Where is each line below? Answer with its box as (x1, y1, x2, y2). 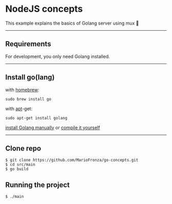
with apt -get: (5, 106, 33, 112)
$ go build (5, 167, 29, 172)
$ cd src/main (5, 162, 36, 167)
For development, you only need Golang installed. (5, 53, 110, 59)
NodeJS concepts (5, 3, 83, 15)
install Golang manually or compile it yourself (5, 124, 100, 131)
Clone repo (5, 144, 41, 153)
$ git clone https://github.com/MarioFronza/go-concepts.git (5, 157, 139, 163)
